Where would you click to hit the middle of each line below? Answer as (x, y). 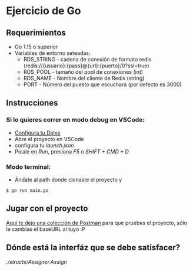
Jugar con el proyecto (47, 209)
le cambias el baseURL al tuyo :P (46, 229)
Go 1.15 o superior (36, 47)
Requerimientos (36, 33)
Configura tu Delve (37, 133)
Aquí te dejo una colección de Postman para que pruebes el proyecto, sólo (96, 223)
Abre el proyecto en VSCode (49, 139)
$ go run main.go (27, 190)
